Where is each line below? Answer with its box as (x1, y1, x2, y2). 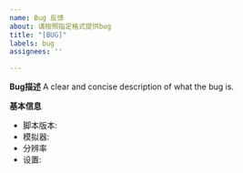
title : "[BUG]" (9, 30, 67, 39)
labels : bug (9, 38, 55, 48)
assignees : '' (9, 47, 64, 56)
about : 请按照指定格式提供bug (9, 22, 112, 31)
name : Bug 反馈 (9, 13, 65, 23)
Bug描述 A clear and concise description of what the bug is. (9, 81, 235, 92)
